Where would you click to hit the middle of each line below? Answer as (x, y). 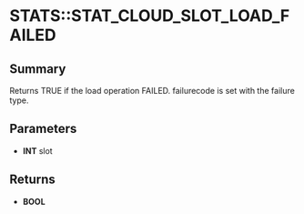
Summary (38, 69)
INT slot (37, 150)
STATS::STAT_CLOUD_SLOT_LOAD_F (150, 16)
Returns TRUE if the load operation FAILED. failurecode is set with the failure (152, 91)
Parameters (43, 129)
